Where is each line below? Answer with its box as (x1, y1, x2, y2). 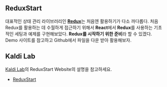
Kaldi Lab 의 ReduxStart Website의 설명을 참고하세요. (5, 66, 112, 72)
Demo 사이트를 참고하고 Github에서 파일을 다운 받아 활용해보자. (5, 37, 132, 43)
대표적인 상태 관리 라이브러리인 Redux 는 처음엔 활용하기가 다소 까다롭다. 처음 (5, 18, 158, 24)
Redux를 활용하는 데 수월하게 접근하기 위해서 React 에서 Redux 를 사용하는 (5, 24, 153, 30)
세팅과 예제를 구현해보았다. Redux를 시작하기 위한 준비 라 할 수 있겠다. (14, 30, 152, 37)
